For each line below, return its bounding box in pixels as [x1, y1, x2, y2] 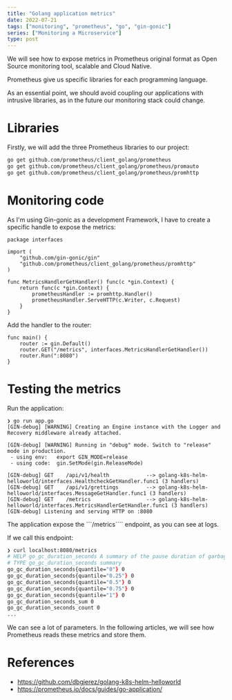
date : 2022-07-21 [7, 17, 57, 23]
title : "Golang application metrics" [7, 10, 116, 17]
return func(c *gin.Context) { [19, 284, 110, 291]
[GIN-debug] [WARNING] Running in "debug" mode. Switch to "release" [7, 441, 212, 449]
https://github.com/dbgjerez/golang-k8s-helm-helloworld [17, 678, 182, 686]
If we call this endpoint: [7, 533, 74, 542]
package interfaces [7, 236, 64, 243]
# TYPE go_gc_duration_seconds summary [7, 560, 122, 567]
